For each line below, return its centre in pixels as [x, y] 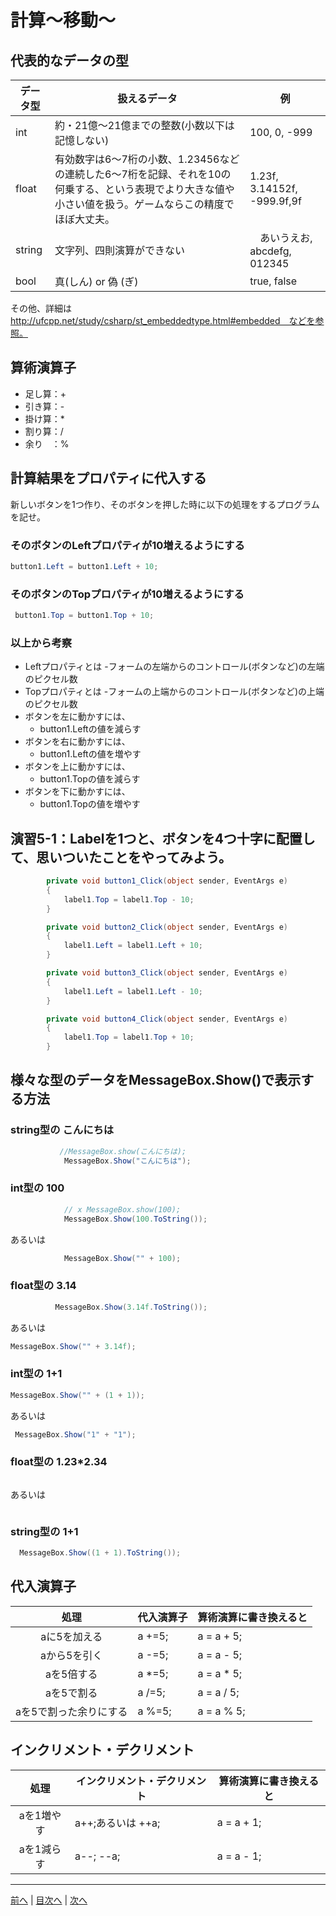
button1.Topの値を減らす [90, 779]
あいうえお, [286, 238]
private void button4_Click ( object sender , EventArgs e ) [167, 1019]
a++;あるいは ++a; [117, 1823]
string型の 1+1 [44, 1531]
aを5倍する [71, 1674]
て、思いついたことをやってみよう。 [121, 857]
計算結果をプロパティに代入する [108, 478]
